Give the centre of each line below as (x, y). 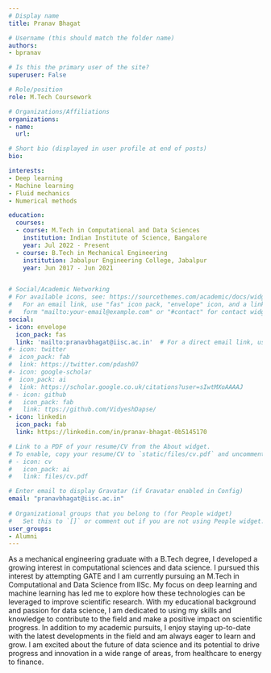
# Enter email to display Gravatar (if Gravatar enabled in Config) (126, 491)
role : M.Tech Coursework (50, 97)
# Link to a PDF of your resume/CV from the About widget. (110, 446)
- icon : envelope (38, 327)
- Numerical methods (43, 201)
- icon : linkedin (38, 417)
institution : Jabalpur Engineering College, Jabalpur (115, 260)
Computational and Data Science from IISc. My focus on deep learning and (133, 585)
